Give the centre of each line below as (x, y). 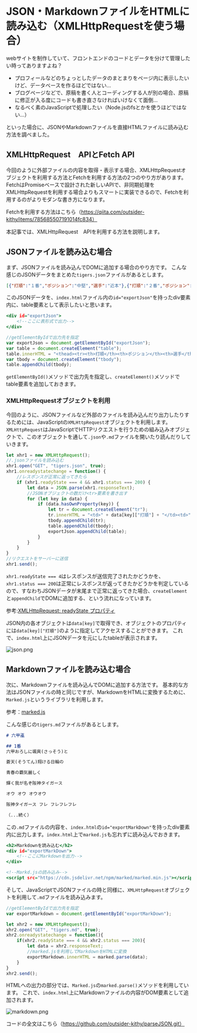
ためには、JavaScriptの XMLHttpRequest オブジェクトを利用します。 (91, 422)
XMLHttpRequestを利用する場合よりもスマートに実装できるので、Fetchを (95, 192)
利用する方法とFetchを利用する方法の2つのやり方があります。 (111, 177)
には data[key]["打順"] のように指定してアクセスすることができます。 (89, 630)
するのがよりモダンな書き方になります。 (60, 199)
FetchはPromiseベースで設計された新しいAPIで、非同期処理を (81, 184)
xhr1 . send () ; (22, 564)
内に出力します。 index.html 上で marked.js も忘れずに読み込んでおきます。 (95, 834)
